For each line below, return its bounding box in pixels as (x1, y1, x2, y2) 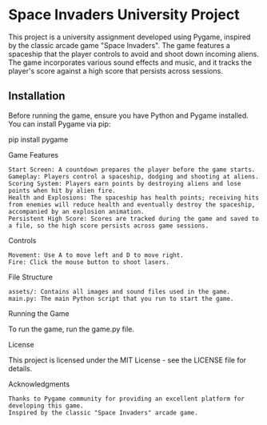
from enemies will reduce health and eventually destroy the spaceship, (8, 200, 256, 209)
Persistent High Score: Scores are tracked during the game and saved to (8, 215, 260, 223)
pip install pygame (8, 134, 69, 144)
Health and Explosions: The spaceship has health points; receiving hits (8, 194, 260, 202)
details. (8, 363, 33, 373)
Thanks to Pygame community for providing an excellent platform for (8, 395, 245, 403)
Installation (8, 90, 66, 103)
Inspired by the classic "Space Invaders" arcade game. (8, 408, 198, 417)
